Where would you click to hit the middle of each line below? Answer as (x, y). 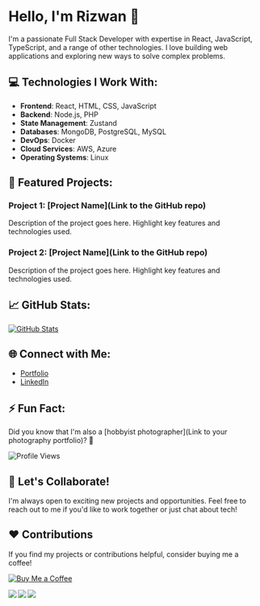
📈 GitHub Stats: (50, 305)
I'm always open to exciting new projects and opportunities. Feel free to (127, 500)
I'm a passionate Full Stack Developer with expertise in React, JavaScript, (130, 39)
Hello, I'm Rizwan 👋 (74, 17)
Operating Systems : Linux (64, 157)
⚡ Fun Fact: (37, 408)
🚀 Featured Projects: (61, 183)
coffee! (20, 562)
